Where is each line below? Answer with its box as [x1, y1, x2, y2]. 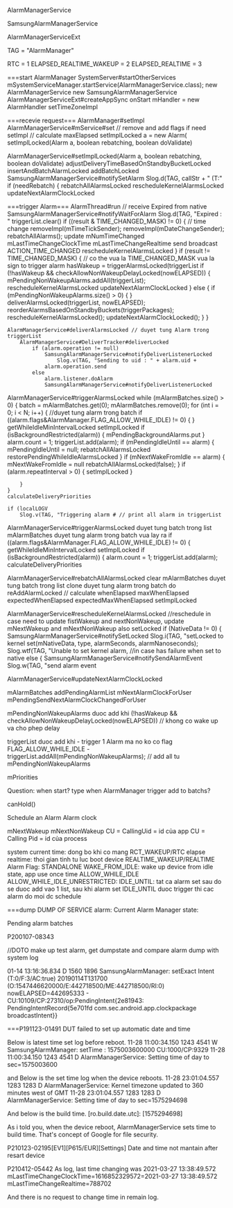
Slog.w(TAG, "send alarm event [7, 661, 97, 670]
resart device [7, 1151, 45, 1159]
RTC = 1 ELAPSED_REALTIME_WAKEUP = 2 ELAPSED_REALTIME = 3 [7, 60, 202, 68]
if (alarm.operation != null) [32, 345, 119, 352]
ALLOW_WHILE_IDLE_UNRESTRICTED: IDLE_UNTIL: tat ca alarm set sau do [7, 878, 222, 885]
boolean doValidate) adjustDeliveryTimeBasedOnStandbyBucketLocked [7, 159, 212, 168]
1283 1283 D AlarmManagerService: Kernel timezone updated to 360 [7, 1081, 204, 1089]
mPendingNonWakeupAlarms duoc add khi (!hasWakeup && [7, 709, 178, 717]
